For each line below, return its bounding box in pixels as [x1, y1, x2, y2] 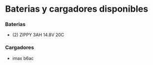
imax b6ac [12, 55, 34, 61]
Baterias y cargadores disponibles [5, 3, 149, 15]
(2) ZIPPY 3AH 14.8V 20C [12, 32, 64, 38]
